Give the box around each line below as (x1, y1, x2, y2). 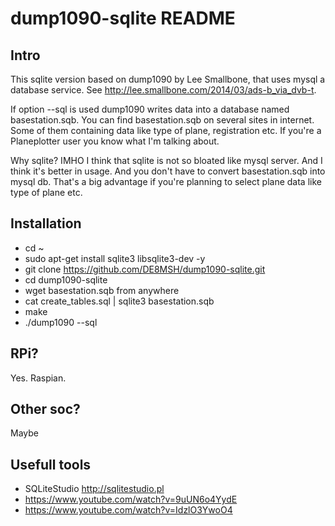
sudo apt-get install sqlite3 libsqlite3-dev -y (24, 252, 206, 264)
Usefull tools (10, 456, 92, 473)
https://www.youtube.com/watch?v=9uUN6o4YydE (24, 493, 238, 506)
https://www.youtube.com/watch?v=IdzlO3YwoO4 (24, 504, 233, 516)
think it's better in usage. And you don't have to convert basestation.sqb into (10, 165, 326, 177)
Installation (10, 215, 82, 232)
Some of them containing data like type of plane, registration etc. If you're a (10, 125, 322, 136)
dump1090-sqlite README (10, 7, 236, 30)
